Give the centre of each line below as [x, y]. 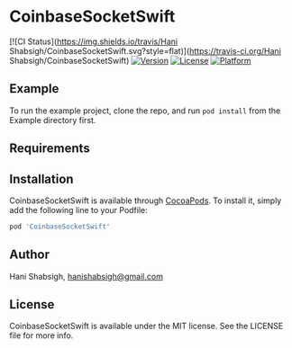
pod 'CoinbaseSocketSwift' [60, 227]
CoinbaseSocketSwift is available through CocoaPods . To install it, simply [146, 201]
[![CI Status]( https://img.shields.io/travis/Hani [94, 41]
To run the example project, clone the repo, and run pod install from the [145, 111]
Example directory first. [53, 120]
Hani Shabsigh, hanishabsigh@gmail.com [87, 276]
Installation [41, 178]
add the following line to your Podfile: [79, 210]
